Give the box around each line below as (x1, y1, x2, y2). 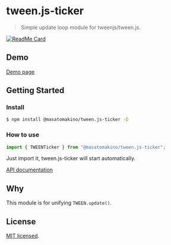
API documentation (6, 166, 53, 173)
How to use (6, 131, 40, 139)
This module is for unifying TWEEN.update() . (6, 199, 112, 206)
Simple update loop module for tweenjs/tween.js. (20, 24, 141, 31)
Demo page (6, 68, 35, 75)
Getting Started (6, 85, 65, 96)
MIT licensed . (6, 233, 40, 240)
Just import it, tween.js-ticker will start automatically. (6, 155, 135, 162)
